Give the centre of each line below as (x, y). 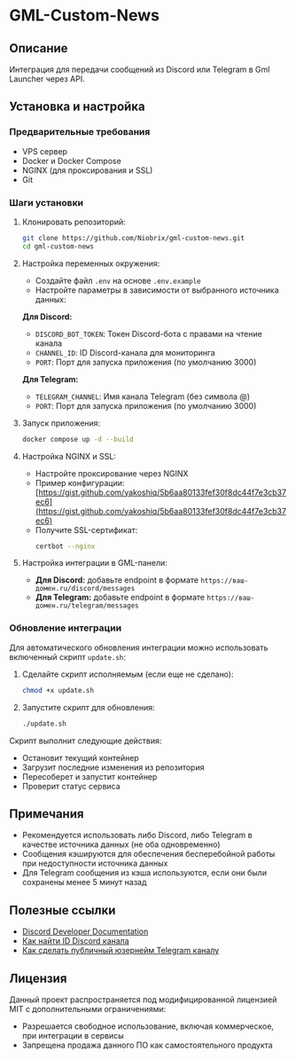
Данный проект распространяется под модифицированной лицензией (143, 1000)
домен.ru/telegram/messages (87, 606)
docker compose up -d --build (78, 439)
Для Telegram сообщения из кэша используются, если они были (144, 873)
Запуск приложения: (61, 423)
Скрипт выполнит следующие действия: (86, 741)
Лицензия (38, 978)
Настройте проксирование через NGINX (112, 473)
